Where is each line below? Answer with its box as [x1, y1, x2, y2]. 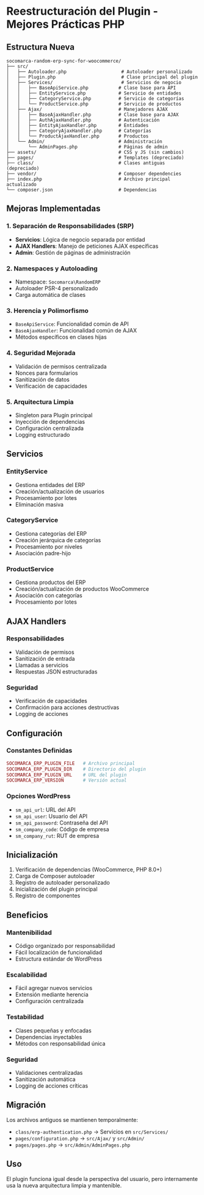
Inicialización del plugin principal [15, 885, 98, 893]
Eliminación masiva [15, 501, 64, 508]
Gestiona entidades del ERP [15, 481, 86, 488]
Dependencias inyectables [15, 1033, 82, 1040]
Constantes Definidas [6, 747, 73, 755]
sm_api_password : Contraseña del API [15, 819, 108, 826]
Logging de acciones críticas [15, 1082, 89, 1089]
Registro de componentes [15, 892, 81, 899]
